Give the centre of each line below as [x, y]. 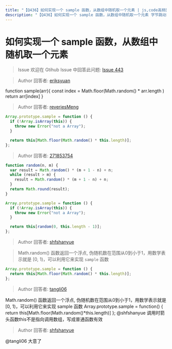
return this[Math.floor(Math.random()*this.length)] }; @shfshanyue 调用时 [83, 313]
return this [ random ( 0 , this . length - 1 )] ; [56, 227]
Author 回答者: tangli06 [42, 289]
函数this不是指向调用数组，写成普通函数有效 [56, 319]
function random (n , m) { [32, 165]
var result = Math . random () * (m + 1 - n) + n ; [62, 170]
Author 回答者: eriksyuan [44, 81]
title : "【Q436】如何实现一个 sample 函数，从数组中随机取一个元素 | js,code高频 [85, 10]
